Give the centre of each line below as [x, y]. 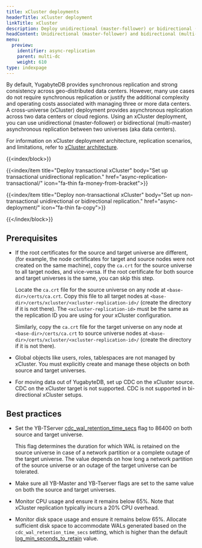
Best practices [34, 414]
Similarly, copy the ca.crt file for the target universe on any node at [99, 327]
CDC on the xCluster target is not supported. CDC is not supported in [101, 388]
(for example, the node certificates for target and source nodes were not [105, 259]
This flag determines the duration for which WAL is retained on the [97, 446]
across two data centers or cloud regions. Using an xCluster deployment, [97, 116]
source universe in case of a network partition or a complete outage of [103, 453]
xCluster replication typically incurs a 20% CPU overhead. [87, 507]
